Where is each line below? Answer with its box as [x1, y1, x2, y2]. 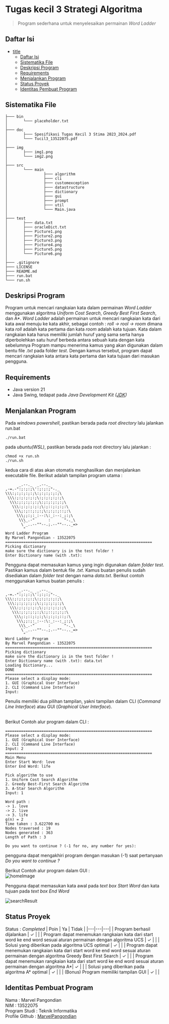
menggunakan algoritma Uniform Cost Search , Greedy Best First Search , [5, 310, 157, 316]
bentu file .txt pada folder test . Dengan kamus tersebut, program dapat [5, 348, 152, 354]
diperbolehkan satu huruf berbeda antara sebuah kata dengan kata [5, 337, 145, 343]
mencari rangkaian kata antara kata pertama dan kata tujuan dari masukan [5, 353, 160, 359]
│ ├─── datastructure [5, 184, 85, 190]
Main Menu [5, 755, 26, 760]
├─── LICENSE [5, 264, 33, 269]
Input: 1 [5, 790, 24, 796]
